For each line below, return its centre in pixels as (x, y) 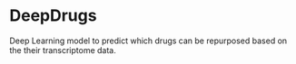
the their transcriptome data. (63, 50)
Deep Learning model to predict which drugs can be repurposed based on (148, 41)
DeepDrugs (53, 16)
